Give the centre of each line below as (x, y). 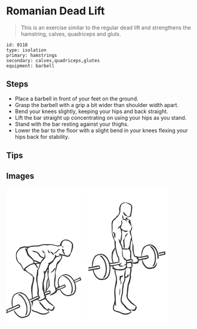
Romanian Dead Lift (56, 11)
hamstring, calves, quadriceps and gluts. (71, 33)
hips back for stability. (42, 136)
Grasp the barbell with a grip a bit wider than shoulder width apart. (97, 105)
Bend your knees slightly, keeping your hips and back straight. (91, 111)
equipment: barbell (30, 66)
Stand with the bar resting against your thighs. (72, 124)
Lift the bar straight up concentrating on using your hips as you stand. (101, 117)
